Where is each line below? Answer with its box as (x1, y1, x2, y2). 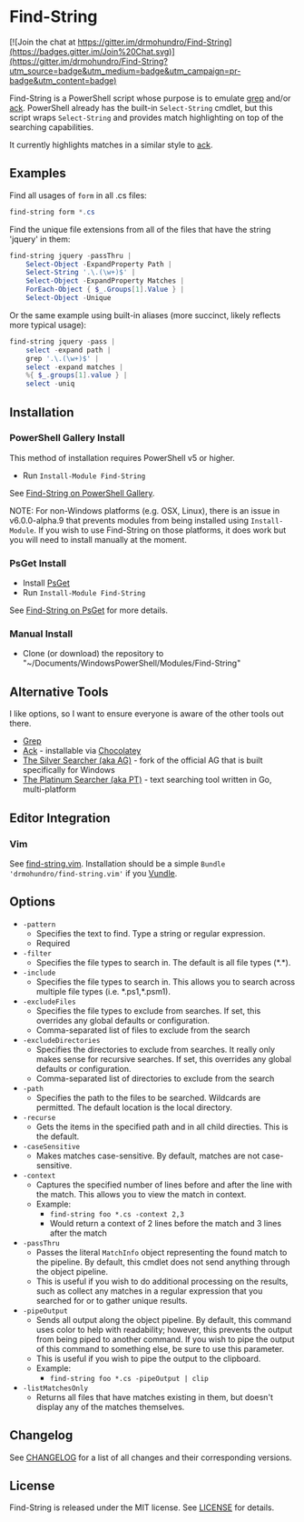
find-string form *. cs (9, 207, 95, 216)
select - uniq (25, 379, 75, 388)
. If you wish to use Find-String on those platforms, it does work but (33, 525, 287, 536)
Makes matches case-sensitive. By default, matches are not (35, 1150, 260, 1161)
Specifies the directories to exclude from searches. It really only (35, 1044, 275, 1055)
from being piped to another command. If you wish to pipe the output (35, 1334, 295, 1345)
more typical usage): (9, 319, 87, 330)
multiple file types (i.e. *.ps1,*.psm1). (35, 986, 171, 996)
